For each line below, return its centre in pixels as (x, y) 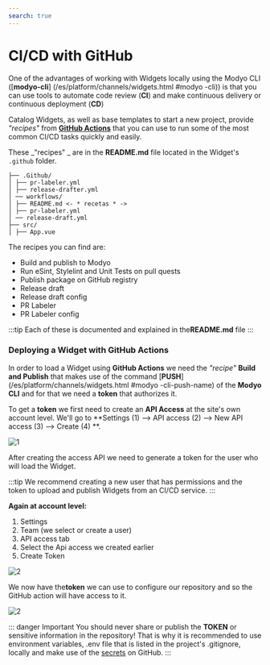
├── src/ (23, 225)
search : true (30, 16)
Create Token (42, 555)
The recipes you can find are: (57, 247)
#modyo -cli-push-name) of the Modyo (196, 384)
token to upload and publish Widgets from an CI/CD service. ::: (112, 490)
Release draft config (53, 297)
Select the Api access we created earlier (87, 547)
